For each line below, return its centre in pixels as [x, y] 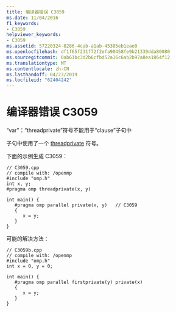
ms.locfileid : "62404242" [39, 80]
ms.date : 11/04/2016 [33, 18]
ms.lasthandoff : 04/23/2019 [42, 74]
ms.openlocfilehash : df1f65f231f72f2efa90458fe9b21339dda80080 [88, 52]
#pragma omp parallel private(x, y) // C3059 [76, 205]
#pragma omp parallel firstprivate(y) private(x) [79, 282]
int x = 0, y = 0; [30, 266]
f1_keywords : [23, 23]
